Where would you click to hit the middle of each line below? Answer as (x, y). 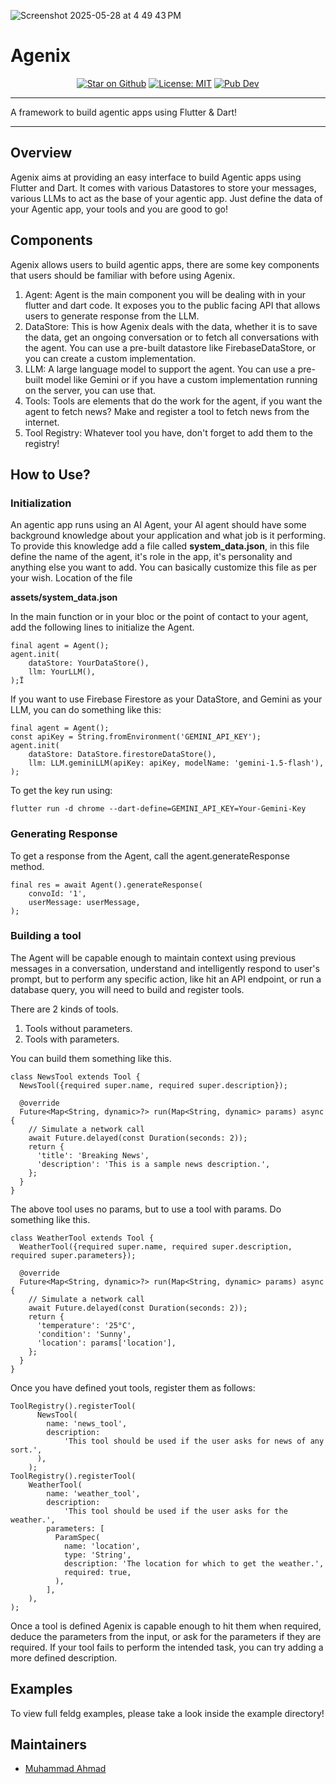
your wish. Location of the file (71, 578)
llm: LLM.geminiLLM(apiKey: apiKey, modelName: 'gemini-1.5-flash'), (176, 763)
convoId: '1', (57, 893)
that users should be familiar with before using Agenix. (123, 275)
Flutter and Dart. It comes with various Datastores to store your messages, (163, 187)
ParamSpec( (77, 1537)
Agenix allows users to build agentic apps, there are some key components (165, 264)
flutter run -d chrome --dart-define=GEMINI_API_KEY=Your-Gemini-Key (158, 809)
